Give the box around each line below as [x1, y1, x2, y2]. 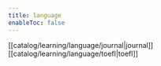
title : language [8, 11, 62, 20]
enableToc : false [8, 19, 66, 27]
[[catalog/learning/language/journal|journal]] [8, 40, 154, 49]
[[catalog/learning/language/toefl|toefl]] [8, 49, 138, 58]
